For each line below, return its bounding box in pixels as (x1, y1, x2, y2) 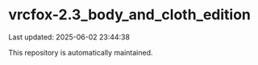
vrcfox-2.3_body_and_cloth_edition (8, 6, 252, 24)
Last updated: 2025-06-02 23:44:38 (8, 32, 131, 42)
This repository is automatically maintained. (8, 47, 153, 57)
